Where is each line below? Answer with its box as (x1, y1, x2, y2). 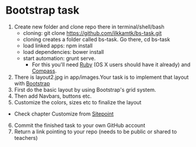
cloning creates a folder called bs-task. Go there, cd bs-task (23, 36, 171, 43)
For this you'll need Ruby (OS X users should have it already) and (31, 60, 191, 68)
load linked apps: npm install (23, 42, 93, 49)
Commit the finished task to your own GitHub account (14, 122, 146, 129)
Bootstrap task (5, 4, 79, 17)
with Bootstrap (14, 79, 50, 87)
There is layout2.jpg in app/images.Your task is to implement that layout (14, 73, 189, 81)
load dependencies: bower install (23, 48, 104, 55)
